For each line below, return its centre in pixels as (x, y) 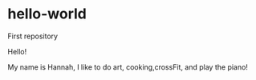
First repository (33, 36)
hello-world (47, 14)
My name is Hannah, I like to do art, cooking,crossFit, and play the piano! (128, 67)
